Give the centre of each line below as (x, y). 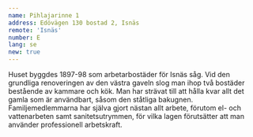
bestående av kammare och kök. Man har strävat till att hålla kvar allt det (126, 91)
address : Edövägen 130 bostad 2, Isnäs (74, 23)
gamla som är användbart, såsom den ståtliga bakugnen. (101, 100)
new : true (25, 52)
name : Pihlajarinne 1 (44, 15)
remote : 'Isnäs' (35, 30)
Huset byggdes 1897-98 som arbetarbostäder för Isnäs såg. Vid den (119, 74)
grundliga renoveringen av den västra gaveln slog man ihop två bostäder (126, 83)
